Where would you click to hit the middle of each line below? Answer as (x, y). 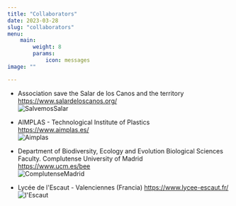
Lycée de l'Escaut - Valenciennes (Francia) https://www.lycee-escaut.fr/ (123, 187)
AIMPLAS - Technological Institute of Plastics (84, 122)
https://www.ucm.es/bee (54, 166)
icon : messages (68, 60)
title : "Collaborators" (43, 14)
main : (28, 40)
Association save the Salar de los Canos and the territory (101, 93)
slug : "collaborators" (41, 27)
